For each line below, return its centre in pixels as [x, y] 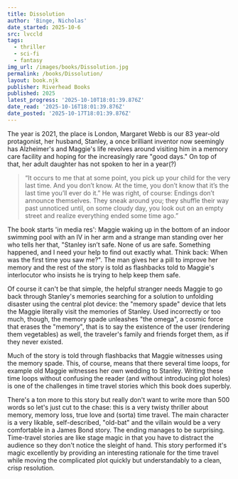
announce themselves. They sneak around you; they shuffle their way [127, 200]
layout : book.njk [33, 80]
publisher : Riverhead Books [49, 87]
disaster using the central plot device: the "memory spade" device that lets [117, 304]
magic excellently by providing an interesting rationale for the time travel [113, 453]
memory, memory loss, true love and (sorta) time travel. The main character [118, 415]
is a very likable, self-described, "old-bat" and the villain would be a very [114, 422]
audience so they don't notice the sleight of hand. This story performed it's [117, 445]
